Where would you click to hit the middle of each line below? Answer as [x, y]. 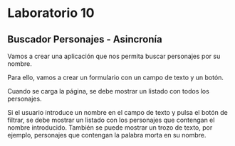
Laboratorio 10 [51, 13]
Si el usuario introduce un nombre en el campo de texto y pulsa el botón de [117, 112]
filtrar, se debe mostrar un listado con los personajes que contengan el [111, 120]
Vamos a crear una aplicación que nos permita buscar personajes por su [114, 56]
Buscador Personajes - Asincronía [85, 39]
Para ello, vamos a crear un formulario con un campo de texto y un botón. [116, 77]
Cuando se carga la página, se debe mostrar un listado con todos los [109, 91]
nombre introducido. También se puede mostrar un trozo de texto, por [110, 128]
